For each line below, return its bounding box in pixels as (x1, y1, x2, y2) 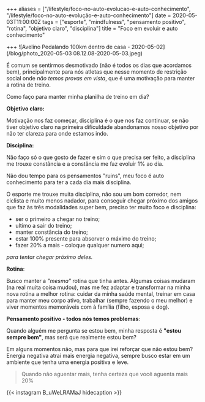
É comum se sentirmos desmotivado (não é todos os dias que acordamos (6, 61, 192, 69)
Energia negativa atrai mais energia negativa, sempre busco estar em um (6, 352, 191, 359)
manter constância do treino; (15, 228, 88, 236)
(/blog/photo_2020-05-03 (6, 50, 72, 57)
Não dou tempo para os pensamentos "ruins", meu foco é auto (6, 172, 164, 179)
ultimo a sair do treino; (15, 222, 72, 229)
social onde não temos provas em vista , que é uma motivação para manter (6, 75, 195, 82)
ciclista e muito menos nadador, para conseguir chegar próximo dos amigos (6, 197, 198, 204)
